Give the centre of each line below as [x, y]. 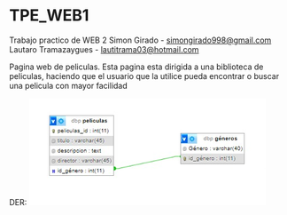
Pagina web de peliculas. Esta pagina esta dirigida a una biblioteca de [136, 67]
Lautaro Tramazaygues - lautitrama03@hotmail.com [104, 49]
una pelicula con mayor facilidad [69, 85]
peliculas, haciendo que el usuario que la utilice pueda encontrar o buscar [144, 76]
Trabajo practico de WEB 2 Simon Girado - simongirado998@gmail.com [140, 40]
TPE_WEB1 [49, 16]
